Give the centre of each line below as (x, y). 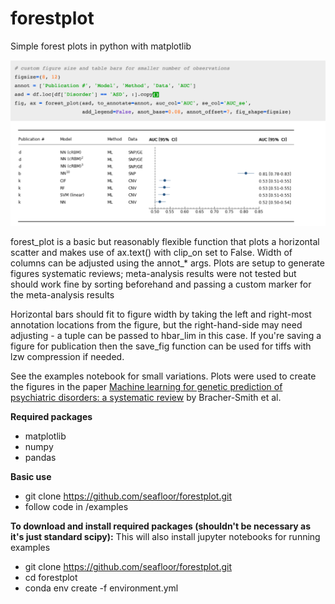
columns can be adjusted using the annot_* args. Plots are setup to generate (167, 263)
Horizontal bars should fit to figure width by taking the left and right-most (161, 314)
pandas (40, 458)
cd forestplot (51, 578)
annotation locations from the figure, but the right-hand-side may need (156, 325)
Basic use (31, 477)
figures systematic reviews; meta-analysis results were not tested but (153, 274)
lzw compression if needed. (67, 357)
